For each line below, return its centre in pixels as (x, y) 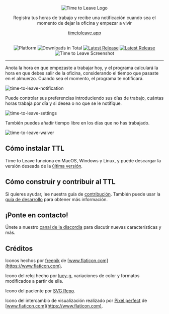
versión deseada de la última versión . (44, 166)
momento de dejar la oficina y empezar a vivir (84, 23)
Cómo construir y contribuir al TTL (60, 182)
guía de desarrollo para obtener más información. (57, 199)
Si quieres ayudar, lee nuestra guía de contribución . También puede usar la (83, 194)
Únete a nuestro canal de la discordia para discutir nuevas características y (83, 227)
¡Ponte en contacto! (37, 215)
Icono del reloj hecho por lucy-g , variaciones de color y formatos (72, 276)
